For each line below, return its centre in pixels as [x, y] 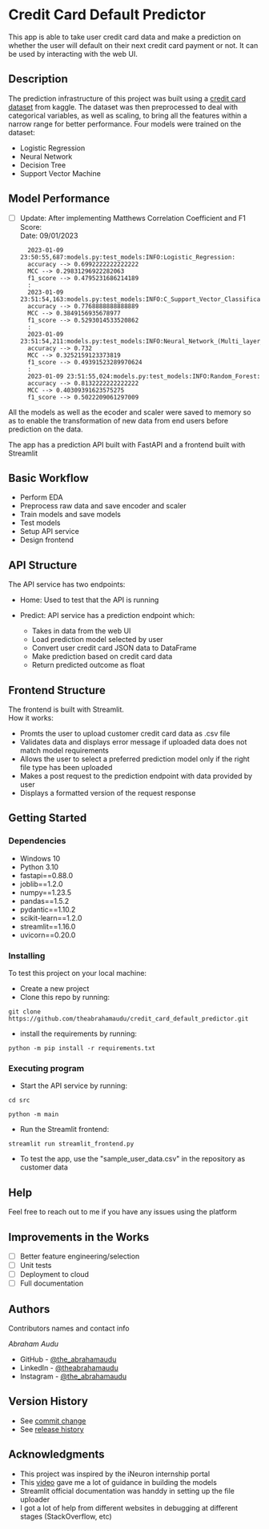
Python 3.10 [39, 867]
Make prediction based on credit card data [102, 656]
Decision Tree [43, 165]
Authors [29, 1309]
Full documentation [52, 1283]
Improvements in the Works [79, 1237]
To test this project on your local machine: [77, 973]
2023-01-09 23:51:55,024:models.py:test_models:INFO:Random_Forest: [144, 376]
